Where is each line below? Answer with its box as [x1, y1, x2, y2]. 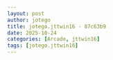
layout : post [7, 10, 45, 17]
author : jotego [7, 17, 51, 23]
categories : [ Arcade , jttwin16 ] [7, 36, 100, 43]
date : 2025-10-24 [7, 29, 57, 37]
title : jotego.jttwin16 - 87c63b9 [7, 23, 107, 30]
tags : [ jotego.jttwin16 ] [7, 42, 79, 49]
